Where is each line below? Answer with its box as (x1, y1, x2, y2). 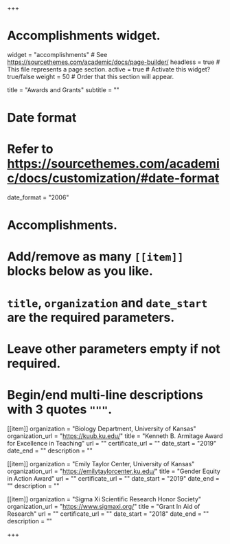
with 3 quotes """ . (7, 402, 113, 417)
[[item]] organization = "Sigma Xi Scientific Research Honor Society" (7, 494, 201, 503)
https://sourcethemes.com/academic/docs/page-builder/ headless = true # (7, 58, 220, 66)
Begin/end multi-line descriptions (7, 387, 204, 402)
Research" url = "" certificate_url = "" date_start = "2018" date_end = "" (7, 510, 209, 518)
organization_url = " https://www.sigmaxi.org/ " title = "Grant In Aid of (7, 502, 200, 510)
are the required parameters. (7, 309, 175, 325)
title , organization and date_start (7, 295, 208, 310)
